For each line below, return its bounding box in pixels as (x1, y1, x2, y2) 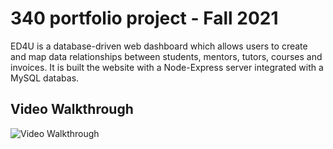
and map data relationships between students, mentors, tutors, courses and (10, 50, 323, 62)
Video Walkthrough (10, 101, 134, 118)
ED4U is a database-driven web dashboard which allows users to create (10, 40, 308, 52)
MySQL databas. (10, 72, 80, 84)
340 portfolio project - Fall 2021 (10, 7, 279, 30)
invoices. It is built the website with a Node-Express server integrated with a (10, 61, 324, 73)
